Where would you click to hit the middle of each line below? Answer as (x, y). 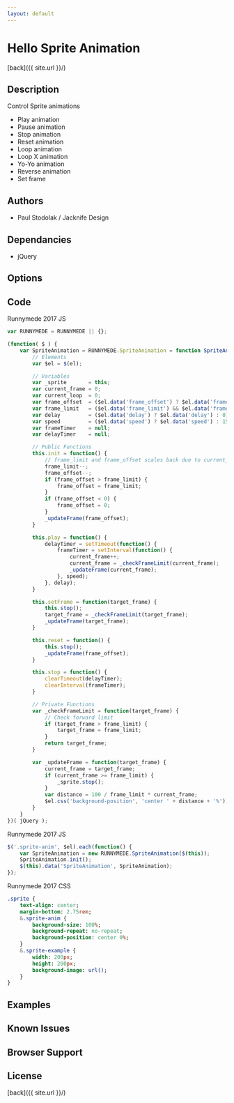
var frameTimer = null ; (71, 428)
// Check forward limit (79, 717)
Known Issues (39, 1029)
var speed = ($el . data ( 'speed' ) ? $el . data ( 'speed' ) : (126, 421)
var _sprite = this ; (71, 383)
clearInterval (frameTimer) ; (85, 685)
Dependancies (39, 239)
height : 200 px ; (54, 964)
